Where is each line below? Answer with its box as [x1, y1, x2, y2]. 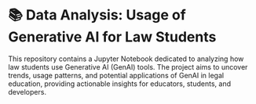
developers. [8, 87, 47, 96]
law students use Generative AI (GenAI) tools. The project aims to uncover [8, 62, 248, 71]
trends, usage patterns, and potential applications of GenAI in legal [8, 70, 225, 80]
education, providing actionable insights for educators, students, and [8, 79, 232, 88]
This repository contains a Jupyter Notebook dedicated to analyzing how [8, 54, 244, 63]
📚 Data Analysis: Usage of [8, 6, 186, 24]
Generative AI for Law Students [8, 28, 217, 46]
